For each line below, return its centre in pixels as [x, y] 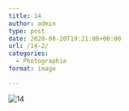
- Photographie [41, 62]
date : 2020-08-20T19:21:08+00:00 [65, 38]
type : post [27, 31]
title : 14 [25, 16]
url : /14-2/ [28, 46]
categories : [28, 53]
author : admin [32, 23]
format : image [32, 69]
